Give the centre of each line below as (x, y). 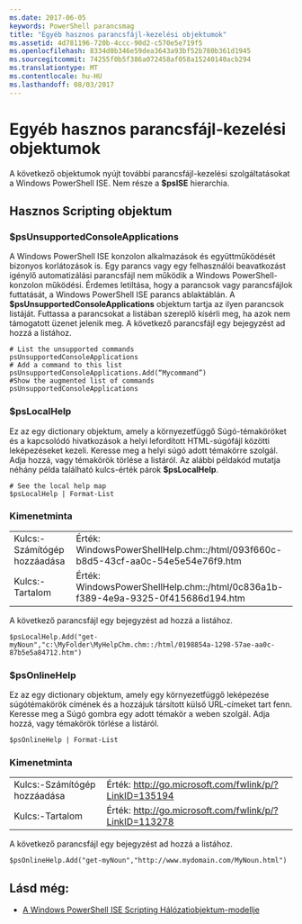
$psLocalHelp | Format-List (62, 494)
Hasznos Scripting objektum (91, 211)
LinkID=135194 (140, 796)
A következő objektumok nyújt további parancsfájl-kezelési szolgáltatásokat (150, 173)
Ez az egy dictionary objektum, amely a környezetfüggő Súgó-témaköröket (148, 431)
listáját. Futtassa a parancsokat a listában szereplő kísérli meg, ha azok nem (150, 314)
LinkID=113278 (140, 822)
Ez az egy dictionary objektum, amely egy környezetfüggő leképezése (139, 695)
